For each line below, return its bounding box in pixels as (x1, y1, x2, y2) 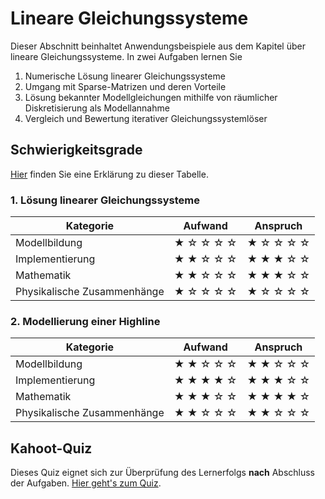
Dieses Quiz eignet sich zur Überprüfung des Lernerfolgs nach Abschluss (10, 467, 316, 479)
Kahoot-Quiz (10, 440, 93, 457)
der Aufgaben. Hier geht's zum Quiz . (10, 477, 162, 489)
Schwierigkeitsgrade (10, 142, 143, 159)
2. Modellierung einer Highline (10, 314, 161, 328)
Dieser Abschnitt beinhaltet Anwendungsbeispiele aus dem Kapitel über (10, 40, 306, 52)
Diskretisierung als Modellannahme (24, 102, 170, 114)
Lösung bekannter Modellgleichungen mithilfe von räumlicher (24, 91, 278, 103)
